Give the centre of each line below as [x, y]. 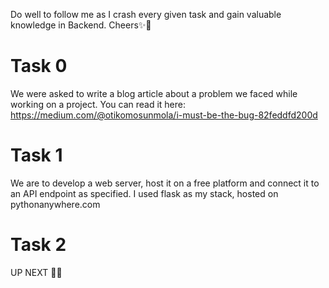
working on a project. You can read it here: [98, 104]
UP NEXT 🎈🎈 [36, 272]
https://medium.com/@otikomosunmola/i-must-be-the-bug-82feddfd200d [164, 115]
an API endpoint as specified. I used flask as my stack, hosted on [144, 193]
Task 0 [39, 66]
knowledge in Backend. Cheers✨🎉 [81, 25]
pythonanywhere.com [55, 204]
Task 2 [38, 245]
